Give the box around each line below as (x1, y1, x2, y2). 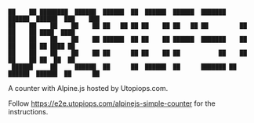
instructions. (8, 107, 49, 116)
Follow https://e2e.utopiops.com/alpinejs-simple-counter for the (8, 99, 216, 108)
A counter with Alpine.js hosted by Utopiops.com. (8, 84, 169, 92)
